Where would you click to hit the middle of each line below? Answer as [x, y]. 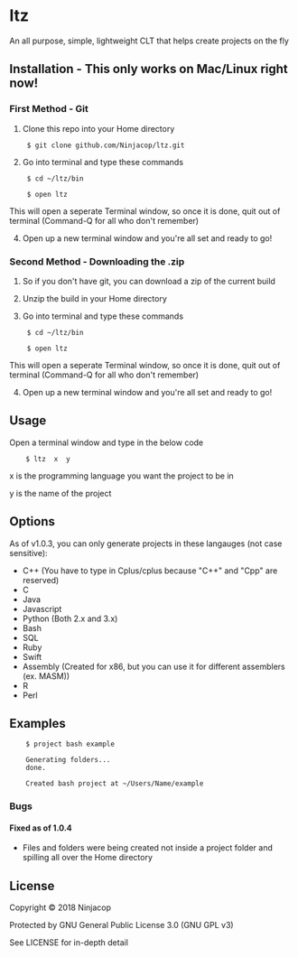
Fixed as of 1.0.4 [41, 828]
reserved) [41, 580]
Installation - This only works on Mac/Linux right [149, 69]
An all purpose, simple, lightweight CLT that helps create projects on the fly [149, 41]
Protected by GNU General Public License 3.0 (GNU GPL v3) [121, 925]
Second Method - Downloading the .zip [97, 261]
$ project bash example [70, 744]
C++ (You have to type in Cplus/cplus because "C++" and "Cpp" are [150, 571]
